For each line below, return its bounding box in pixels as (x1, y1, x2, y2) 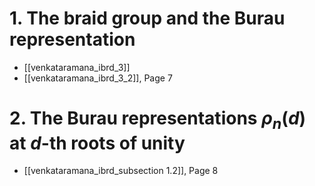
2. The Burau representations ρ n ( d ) (9, 107, 307, 133)
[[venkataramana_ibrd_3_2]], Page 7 (23, 72, 173, 84)
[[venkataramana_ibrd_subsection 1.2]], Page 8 (23, 165, 219, 177)
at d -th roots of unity (9, 132, 186, 154)
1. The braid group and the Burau (9, 7, 286, 30)
